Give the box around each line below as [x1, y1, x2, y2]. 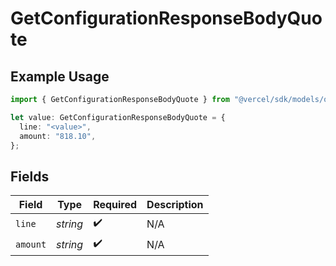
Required [93, 198, 138, 212]
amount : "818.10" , [19, 131, 97, 141]
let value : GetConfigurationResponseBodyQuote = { [10, 112, 226, 122]
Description [146, 198, 204, 212]
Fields [10, 168, 50, 185]
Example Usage [10, 68, 110, 85]
